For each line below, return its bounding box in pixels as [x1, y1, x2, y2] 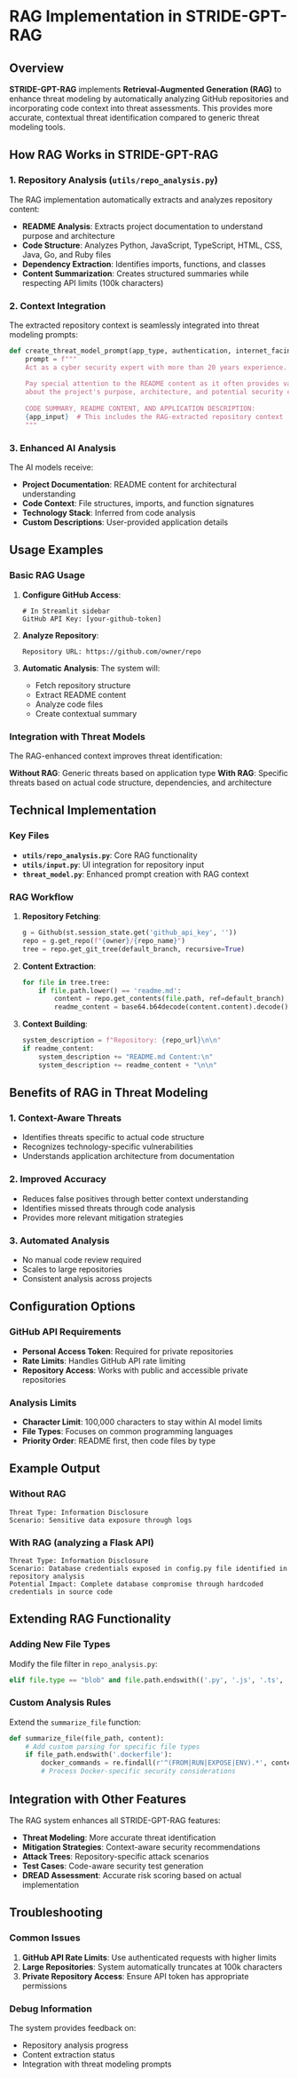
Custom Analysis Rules [9, 1696, 112, 1709]
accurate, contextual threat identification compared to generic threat [9, 113, 260, 123]
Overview [9, 60, 65, 75]
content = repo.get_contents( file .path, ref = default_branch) [54, 995, 286, 1003]
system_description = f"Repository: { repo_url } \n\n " [21, 1036, 222, 1045]
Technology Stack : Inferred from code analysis [21, 508, 196, 519]
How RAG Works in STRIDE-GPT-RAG [9, 147, 219, 163]
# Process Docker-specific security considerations [41, 1767, 237, 1776]
